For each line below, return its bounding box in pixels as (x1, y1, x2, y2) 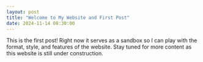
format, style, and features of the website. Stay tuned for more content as (6, 43, 192, 50)
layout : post (6, 9, 40, 15)
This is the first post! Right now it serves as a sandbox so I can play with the (6, 37, 197, 44)
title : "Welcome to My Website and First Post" (6, 15, 130, 21)
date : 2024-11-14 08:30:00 (6, 20, 75, 26)
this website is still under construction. (6, 50, 103, 57)
